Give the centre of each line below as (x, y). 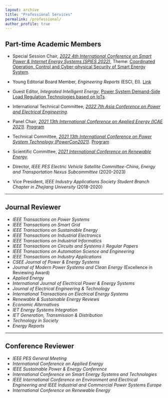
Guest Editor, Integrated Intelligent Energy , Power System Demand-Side (86, 92)
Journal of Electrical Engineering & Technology (61, 288)
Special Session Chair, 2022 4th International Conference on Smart (82, 56)
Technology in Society (35, 320)
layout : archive (22, 10)
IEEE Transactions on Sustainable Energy (55, 230)
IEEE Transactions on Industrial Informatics (57, 240)
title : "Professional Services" (39, 15)
